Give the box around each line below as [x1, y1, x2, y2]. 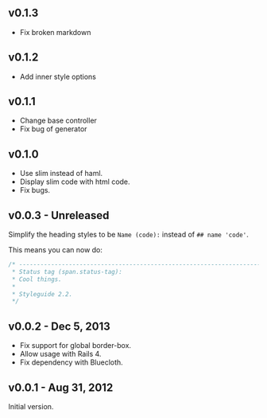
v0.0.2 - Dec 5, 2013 [8, 319, 111, 333]
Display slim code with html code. [19, 177, 130, 186]
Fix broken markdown [19, 27, 91, 37]
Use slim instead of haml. [19, 169, 103, 178]
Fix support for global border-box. [19, 341, 132, 350]
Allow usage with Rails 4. [19, 350, 102, 359]
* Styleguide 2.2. [11, 290, 73, 298]
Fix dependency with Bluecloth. [19, 357, 123, 367]
